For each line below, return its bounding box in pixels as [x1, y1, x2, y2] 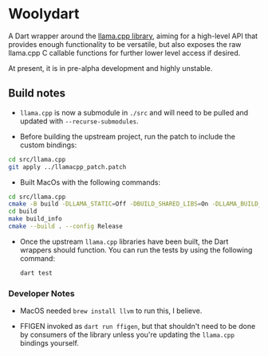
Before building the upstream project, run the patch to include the [19, 131, 235, 141]
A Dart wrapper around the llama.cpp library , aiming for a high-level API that [8, 31, 258, 41]
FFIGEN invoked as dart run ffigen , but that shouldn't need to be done [19, 322, 256, 331]
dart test [19, 268, 53, 277]
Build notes [8, 87, 66, 100]
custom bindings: [19, 140, 77, 150]
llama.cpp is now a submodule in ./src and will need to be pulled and [19, 108, 249, 117]
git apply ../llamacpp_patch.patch [8, 162, 127, 171]
